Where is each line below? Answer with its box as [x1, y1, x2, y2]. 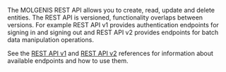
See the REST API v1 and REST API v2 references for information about [7, 49, 214, 57]
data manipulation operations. [7, 36, 94, 44]
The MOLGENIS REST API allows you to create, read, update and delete [7, 6, 215, 14]
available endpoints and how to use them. [7, 57, 129, 65]
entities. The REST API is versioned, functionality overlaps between [7, 13, 203, 22]
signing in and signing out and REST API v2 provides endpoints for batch [7, 28, 219, 36]
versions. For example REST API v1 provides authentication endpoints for [7, 21, 219, 29]
